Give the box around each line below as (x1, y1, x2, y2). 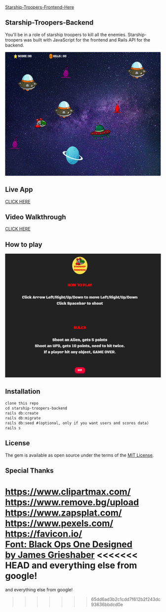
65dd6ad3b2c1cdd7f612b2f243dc (91, 596, 161, 603)
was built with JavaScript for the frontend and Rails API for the (23, 37, 151, 43)
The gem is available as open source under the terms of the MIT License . (5, 452, 154, 458)
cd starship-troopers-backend (5, 406, 68, 411)
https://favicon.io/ (5, 528, 83, 540)
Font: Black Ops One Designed (5, 539, 132, 550)
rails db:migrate (5, 416, 41, 421)
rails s (5, 425, 21, 431)
